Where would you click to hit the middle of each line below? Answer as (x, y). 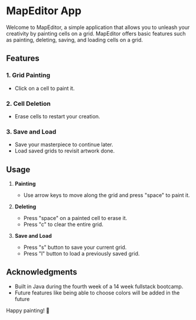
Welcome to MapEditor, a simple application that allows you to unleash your (98, 27)
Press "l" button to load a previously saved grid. (81, 254)
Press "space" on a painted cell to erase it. (75, 218)
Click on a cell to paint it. (45, 88)
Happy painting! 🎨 (28, 310)
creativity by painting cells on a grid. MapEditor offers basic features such (96, 33)
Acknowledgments (42, 272)
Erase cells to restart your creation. (57, 116)
